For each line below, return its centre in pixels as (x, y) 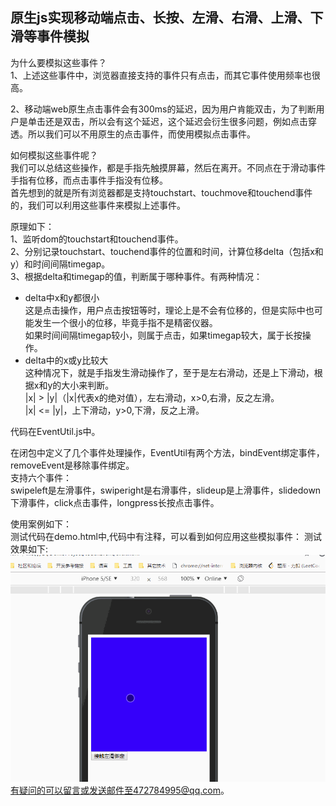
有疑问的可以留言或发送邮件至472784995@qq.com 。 (120, 790)
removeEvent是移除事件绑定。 (72, 465)
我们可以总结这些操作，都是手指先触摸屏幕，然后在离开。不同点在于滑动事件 (168, 167)
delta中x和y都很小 (62, 297)
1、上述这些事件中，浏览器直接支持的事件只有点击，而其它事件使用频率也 (161, 75)
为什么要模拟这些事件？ (58, 62)
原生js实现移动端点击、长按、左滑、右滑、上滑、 (160, 18)
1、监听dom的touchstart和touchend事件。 (97, 239)
